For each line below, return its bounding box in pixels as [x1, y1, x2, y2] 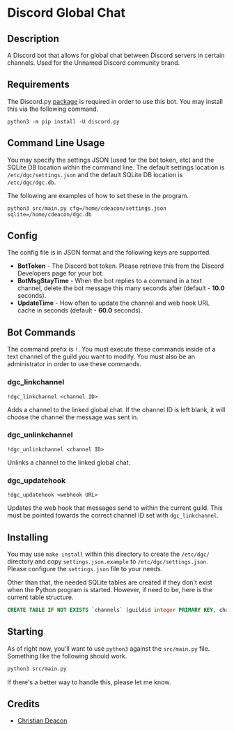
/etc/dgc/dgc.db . [7, 178, 56, 186]
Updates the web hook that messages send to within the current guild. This [7, 504, 223, 512]
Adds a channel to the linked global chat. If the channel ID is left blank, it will [7, 405, 226, 414]
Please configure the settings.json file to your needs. [7, 564, 163, 573]
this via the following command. [7, 105, 99, 113]
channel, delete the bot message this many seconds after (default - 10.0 [17, 284, 225, 292]
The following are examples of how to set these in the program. [7, 191, 189, 199]
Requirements [7, 79, 70, 91]
